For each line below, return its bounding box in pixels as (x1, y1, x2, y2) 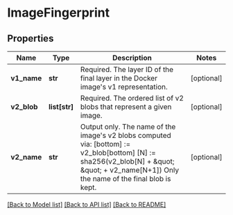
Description (112, 53, 153, 62)
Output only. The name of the (80, 122, 176, 131)
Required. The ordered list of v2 (80, 94, 184, 103)
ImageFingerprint (7, 5, 110, 21)
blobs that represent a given (80, 102, 172, 112)
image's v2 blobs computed (80, 130, 171, 140)
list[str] (48, 102, 74, 112)
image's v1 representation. (80, 82, 168, 92)
